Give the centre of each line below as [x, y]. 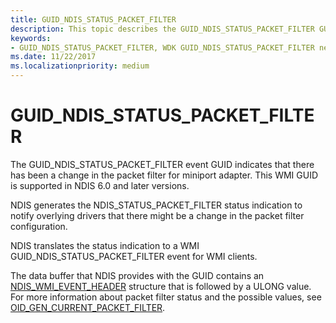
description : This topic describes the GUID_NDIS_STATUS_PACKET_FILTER [162, 29]
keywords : [31, 38]
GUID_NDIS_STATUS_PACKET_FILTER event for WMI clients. [134, 256]
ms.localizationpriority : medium [80, 66]
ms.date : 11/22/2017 [53, 57]
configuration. [39, 226]
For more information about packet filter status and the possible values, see [166, 297]
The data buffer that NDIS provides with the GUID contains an [137, 275]
